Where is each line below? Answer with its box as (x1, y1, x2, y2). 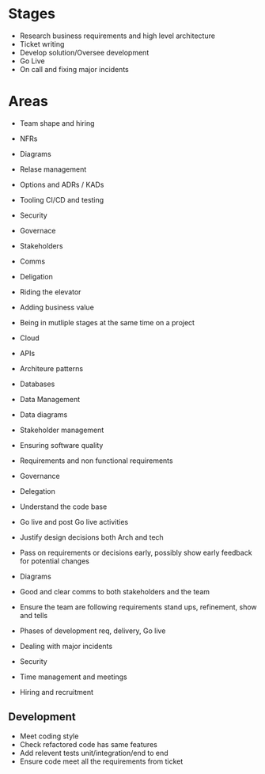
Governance (19, 471, 61, 480)
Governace (19, 226, 56, 235)
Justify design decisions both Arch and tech (19, 532, 164, 542)
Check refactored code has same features (19, 739, 158, 749)
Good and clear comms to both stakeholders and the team (19, 586, 210, 596)
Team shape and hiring (19, 118, 95, 127)
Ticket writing (19, 39, 65, 48)
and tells (19, 610, 48, 620)
